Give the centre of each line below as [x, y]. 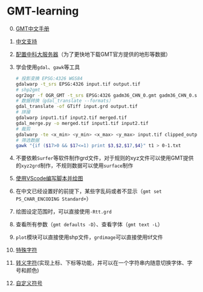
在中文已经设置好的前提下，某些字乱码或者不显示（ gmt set [89, 191]
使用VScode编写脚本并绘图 [49, 179]
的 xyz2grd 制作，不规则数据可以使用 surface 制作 [74, 166]
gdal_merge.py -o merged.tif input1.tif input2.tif [82, 123]
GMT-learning [43, 11]
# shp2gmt [28, 90]
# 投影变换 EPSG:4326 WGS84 [49, 78]
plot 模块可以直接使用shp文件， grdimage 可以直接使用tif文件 [89, 237]
